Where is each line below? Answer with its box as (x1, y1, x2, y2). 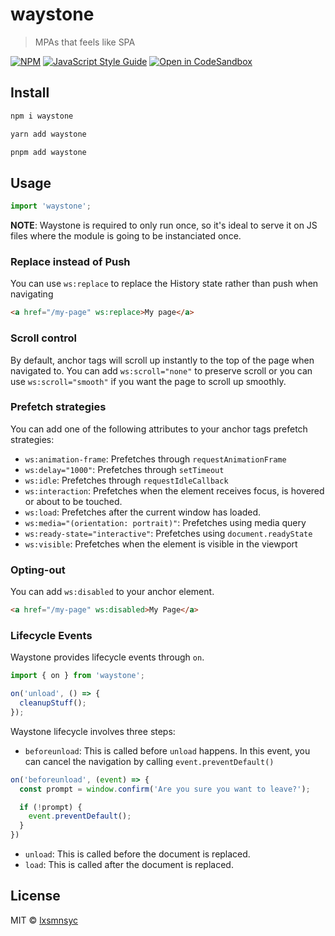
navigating (10, 288, 54, 300)
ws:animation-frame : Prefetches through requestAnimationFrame (24, 453, 287, 465)
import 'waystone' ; (10, 201, 92, 212)
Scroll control (10, 331, 77, 345)
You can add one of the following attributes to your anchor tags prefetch (10, 423, 308, 435)
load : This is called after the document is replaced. (24, 859, 234, 871)
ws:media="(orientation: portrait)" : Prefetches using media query (24, 516, 307, 528)
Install (10, 84, 50, 102)
